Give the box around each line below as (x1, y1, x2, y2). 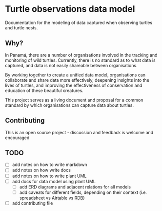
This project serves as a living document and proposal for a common (5, 97, 143, 103)
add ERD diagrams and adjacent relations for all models (19, 184, 131, 189)
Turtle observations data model (5, 3, 135, 15)
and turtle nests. (5, 24, 38, 30)
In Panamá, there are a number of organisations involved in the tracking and (5, 52, 158, 58)
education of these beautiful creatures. (5, 87, 84, 94)
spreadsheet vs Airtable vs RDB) (19, 195, 85, 201)
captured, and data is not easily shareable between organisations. (5, 62, 138, 68)
